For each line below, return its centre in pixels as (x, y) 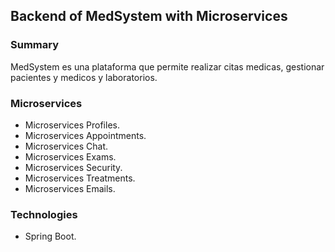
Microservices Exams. (70, 156)
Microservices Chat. (66, 146)
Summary (35, 45)
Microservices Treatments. (80, 178)
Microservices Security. (73, 167)
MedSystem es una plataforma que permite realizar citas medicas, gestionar (167, 66)
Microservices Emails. (70, 188)
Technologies (44, 214)
